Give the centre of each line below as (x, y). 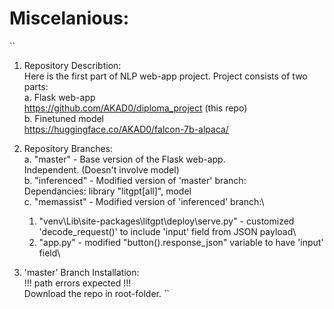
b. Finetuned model (64, 118)
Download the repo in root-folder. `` (96, 293)
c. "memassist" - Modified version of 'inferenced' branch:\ (144, 201)
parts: (36, 86)
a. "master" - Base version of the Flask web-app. (124, 159)
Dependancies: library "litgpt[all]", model (107, 191)
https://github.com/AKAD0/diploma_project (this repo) (135, 108)
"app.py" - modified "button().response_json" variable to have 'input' (181, 242)
